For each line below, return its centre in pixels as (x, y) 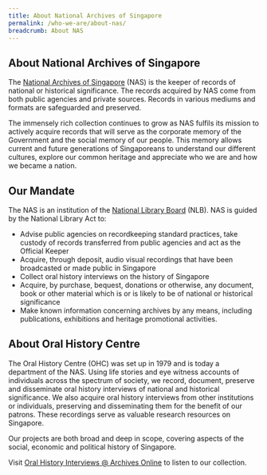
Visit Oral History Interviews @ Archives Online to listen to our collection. (128, 462)
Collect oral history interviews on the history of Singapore (114, 276)
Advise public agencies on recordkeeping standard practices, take (129, 234)
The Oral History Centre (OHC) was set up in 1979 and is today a (114, 363)
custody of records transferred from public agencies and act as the (130, 242)
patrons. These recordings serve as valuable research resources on (120, 414)
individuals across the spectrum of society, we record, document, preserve (132, 380)
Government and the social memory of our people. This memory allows (125, 140)
